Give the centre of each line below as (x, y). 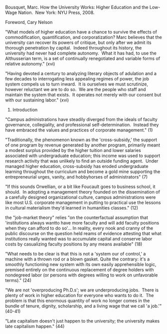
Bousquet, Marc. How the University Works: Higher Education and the (77, 7)
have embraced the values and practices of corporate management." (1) (79, 130)
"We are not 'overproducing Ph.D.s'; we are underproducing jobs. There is (82, 290)
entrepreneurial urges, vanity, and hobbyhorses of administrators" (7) (77, 177)
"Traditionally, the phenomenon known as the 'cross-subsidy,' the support (81, 140)
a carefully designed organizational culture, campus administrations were (81, 197)
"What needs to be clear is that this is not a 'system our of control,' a (76, 254)
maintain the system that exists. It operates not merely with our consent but (83, 95)
